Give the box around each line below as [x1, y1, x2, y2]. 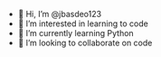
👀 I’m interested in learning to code [17, 18, 149, 29]
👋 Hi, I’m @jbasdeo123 [17, 9, 102, 19]
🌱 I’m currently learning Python [17, 28, 134, 38]
